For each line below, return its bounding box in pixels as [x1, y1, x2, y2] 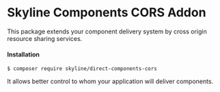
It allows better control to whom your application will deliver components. [7, 77, 214, 86]
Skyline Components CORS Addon [7, 5, 206, 20]
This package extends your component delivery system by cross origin [7, 27, 207, 35]
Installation [7, 50, 40, 59]
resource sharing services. [7, 34, 83, 42]
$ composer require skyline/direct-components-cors [7, 65, 157, 72]
